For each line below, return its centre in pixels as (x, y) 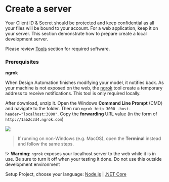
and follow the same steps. (46, 144)
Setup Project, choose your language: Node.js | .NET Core (66, 174)
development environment (33, 164)
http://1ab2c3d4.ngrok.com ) (35, 119)
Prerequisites (22, 62)
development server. (27, 39)
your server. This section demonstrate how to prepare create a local (76, 33)
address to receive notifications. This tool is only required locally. (73, 94)
